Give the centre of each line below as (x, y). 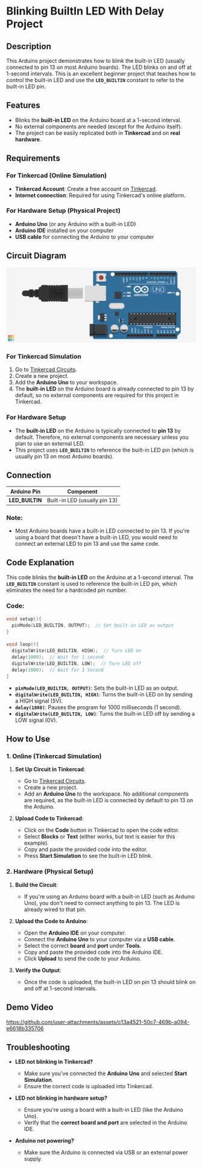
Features (23, 105)
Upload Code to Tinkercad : (49, 819)
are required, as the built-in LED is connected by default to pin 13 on (109, 800)
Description (29, 46)
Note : (14, 517)
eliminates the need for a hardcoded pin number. (67, 590)
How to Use (28, 739)
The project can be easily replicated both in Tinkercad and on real (98, 133)
